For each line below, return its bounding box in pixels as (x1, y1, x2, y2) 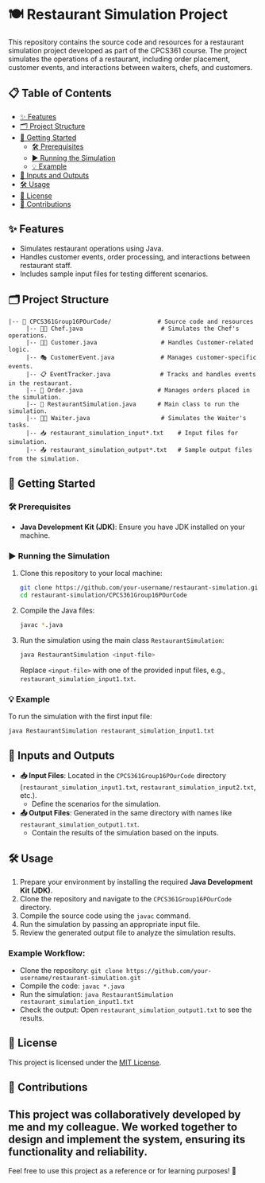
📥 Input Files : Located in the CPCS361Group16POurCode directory (19, 770, 226, 780)
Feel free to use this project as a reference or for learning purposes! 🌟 (8, 1165, 236, 1175)
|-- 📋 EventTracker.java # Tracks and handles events (25, 371, 256, 379)
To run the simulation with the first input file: (8, 712, 152, 722)
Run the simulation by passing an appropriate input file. (19, 919, 201, 928)
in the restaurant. (8, 379, 73, 387)
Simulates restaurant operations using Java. (19, 243, 164, 253)
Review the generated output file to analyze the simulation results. (19, 928, 236, 937)
